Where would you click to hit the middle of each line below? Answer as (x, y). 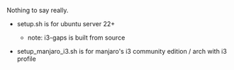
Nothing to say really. (38, 10)
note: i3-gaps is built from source (76, 37)
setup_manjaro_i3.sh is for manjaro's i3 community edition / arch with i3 (122, 51)
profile (26, 59)
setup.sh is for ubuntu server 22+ (66, 24)
